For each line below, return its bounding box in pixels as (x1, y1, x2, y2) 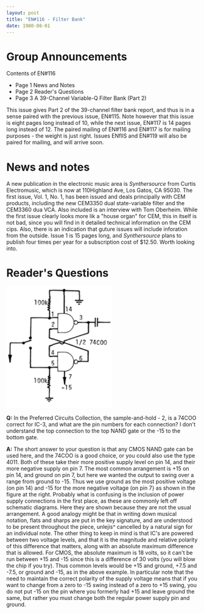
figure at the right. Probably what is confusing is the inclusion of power (6, 491, 185, 498)
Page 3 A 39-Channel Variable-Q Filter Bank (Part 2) (15, 94, 147, 102)
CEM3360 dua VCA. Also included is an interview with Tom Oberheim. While (6, 206, 198, 213)
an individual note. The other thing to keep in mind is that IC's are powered (6, 530, 194, 537)
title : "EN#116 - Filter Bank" (6, 16, 86, 23)
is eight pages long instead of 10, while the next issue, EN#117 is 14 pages (6, 119, 191, 127)
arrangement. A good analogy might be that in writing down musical (6, 510, 177, 518)
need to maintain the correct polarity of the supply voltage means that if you (6, 575, 198, 582)
